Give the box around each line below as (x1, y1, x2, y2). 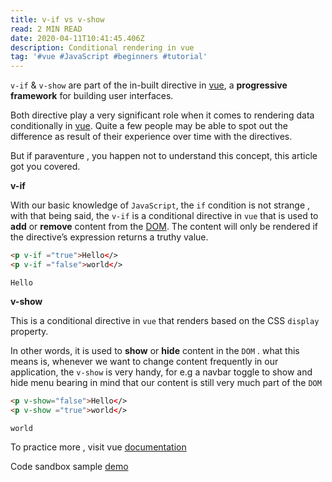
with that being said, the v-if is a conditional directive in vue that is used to (10, 210, 319, 222)
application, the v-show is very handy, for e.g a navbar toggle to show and (10, 366, 313, 378)
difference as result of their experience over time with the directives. (10, 131, 293, 143)
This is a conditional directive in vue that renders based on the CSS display (10, 314, 320, 326)
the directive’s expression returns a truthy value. (10, 231, 209, 243)
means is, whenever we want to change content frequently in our (10, 355, 279, 367)
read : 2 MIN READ (10, 24, 83, 34)
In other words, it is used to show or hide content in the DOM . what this (10, 344, 300, 356)
